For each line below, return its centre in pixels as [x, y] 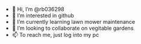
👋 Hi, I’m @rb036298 [38, 9]
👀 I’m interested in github [43, 15]
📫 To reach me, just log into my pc [55, 35]
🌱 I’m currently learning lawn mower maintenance [74, 22]
